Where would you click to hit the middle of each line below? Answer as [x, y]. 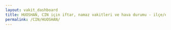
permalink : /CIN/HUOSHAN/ [33, 19]
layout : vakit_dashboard [32, 10]
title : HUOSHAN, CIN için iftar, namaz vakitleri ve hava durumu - [78, 15]
